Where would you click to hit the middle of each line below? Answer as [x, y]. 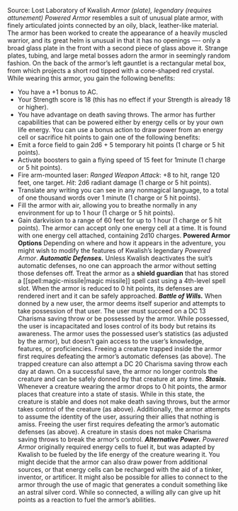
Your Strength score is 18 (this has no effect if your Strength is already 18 [124, 99]
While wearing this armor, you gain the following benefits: [91, 78]
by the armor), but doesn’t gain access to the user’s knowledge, [110, 341]
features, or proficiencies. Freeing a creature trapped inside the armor [120, 349]
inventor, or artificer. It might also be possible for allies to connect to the [123, 477]
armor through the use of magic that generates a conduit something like [123, 485]
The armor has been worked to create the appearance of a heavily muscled [118, 33]
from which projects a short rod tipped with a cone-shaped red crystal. [111, 71]
